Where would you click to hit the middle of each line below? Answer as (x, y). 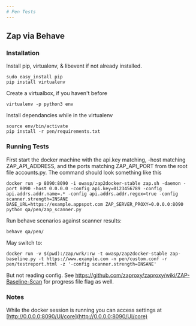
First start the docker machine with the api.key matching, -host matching (96, 160)
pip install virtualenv (36, 82)
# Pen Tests (21, 12)
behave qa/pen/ (25, 231)
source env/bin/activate (37, 126)
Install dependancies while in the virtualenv (60, 115)
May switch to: (24, 242)
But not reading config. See (40, 275)
